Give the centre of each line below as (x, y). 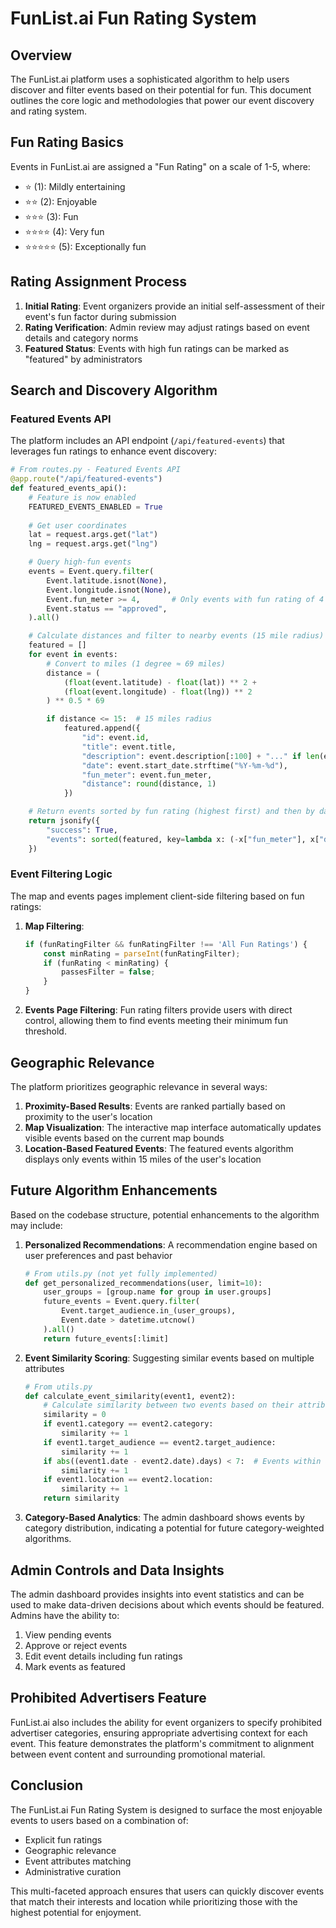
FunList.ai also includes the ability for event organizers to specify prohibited (166, 1722)
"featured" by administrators (83, 359)
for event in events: (73, 655)
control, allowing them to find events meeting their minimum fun (156, 1021)
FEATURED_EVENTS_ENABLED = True (95, 507)
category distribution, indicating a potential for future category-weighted (174, 1528)
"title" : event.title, (129, 747)
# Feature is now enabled (82, 497)
